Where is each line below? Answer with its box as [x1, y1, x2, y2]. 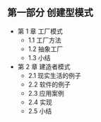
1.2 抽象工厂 [28, 45, 64, 53]
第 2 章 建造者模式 [17, 62, 71, 71]
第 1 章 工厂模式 [17, 27, 64, 35]
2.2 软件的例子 [28, 80, 71, 89]
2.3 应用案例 [28, 89, 65, 97]
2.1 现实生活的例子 [28, 71, 81, 79]
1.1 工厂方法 [28, 35, 61, 44]
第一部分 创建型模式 [7, 6, 93, 19]
